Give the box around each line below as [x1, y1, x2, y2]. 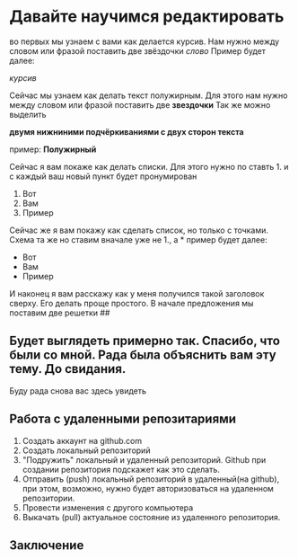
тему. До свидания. [9, 361, 127, 377]
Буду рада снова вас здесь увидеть [9, 385, 146, 396]
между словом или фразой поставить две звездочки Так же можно [9, 99, 271, 110]
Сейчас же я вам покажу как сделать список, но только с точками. [9, 225, 269, 235]
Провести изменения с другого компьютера [22, 501, 194, 513]
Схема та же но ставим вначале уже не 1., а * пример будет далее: [9, 234, 267, 244]
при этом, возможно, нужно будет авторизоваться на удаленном [22, 483, 274, 493]
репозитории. [22, 492, 75, 503]
